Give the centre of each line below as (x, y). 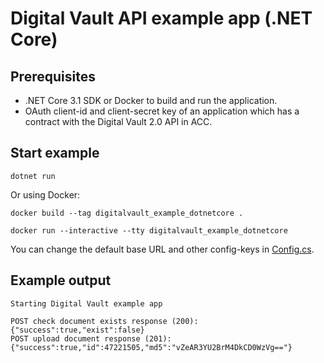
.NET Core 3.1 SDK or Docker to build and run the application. (151, 100)
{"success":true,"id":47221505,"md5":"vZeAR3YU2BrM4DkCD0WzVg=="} (151, 347)
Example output (61, 280)
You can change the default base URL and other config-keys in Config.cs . (162, 249)
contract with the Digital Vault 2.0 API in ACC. (118, 121)
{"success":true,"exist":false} (77, 330)
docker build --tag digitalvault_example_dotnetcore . (127, 213)
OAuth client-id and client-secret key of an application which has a (162, 111)
